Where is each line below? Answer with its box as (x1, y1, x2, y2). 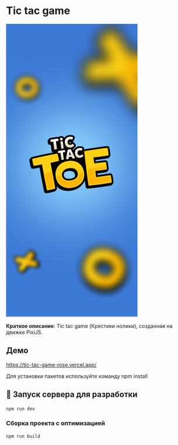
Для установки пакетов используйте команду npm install (6, 372, 148, 379)
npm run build (6, 433, 41, 439)
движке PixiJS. (6, 328, 43, 336)
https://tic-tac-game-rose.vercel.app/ (6, 361, 97, 368)
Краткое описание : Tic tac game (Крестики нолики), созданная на (6, 322, 173, 329)
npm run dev (6, 406, 35, 412)
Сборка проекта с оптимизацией (6, 419, 106, 427)
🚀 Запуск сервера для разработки (6, 389, 138, 399)
